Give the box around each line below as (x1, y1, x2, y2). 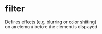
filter (5, 3, 25, 14)
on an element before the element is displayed (5, 24, 98, 29)
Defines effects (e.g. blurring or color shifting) (5, 19, 97, 25)
